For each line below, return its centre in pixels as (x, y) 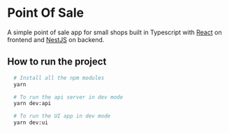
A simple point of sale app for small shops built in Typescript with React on (114, 32)
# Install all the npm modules (59, 78)
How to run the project (57, 62)
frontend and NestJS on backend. (56, 39)
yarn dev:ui (31, 123)
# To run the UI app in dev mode (62, 116)
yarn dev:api (32, 104)
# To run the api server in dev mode (68, 97)
